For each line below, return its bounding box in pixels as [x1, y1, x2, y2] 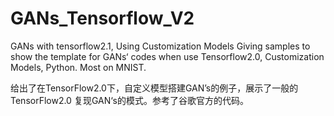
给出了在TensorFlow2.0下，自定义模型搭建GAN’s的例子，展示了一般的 [10, 82, 299, 94]
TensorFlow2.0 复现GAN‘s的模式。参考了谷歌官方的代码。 [10, 94, 249, 106]
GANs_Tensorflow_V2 [10, 7, 195, 30]
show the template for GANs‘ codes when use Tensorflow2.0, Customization [10, 50, 325, 62]
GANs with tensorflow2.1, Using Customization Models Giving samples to [10, 40, 311, 52]
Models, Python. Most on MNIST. [10, 61, 147, 73]
